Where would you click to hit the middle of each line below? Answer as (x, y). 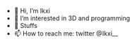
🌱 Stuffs (25, 25)
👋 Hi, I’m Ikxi (32, 11)
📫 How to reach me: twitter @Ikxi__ (66, 34)
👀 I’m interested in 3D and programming (72, 18)
